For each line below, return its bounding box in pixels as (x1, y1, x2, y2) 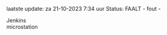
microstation (6, 24, 38, 30)
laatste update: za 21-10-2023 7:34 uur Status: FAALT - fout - (6, 5, 161, 12)
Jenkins (6, 17, 26, 24)
